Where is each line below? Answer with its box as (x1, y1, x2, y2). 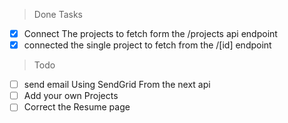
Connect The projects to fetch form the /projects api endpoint (23, 28, 278, 39)
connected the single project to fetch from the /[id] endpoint (23, 39, 272, 51)
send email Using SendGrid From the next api (23, 79, 211, 91)
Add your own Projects (23, 90, 119, 102)
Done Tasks (33, 9, 84, 20)
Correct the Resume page (23, 101, 131, 113)
